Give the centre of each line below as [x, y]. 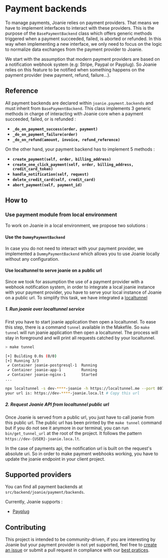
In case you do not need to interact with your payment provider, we [74, 248]
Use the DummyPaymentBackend [35, 237]
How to [16, 201]
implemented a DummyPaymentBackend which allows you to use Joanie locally [82, 254]
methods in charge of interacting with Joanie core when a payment [74, 114]
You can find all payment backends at [44, 487]
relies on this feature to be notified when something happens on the [75, 70]
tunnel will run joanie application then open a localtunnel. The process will [82, 332]
